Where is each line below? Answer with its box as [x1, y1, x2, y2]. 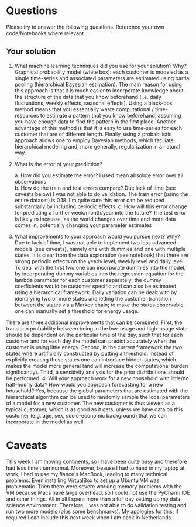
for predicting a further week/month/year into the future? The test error [14, 209, 186, 216]
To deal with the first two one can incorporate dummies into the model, [14, 264, 186, 271]
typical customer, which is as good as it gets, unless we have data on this [6, 405, 183, 413]
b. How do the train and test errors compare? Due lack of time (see [14, 184, 176, 191]
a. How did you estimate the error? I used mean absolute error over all [14, 171, 183, 179]
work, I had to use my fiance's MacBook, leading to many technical [6, 470, 168, 477]
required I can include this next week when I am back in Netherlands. [6, 514, 173, 521]
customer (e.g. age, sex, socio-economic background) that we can [6, 412, 167, 419]
